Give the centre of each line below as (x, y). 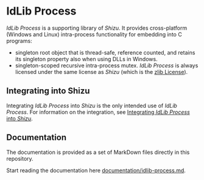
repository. (20, 158)
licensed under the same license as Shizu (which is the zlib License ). (101, 72)
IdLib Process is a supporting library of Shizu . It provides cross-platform (97, 28)
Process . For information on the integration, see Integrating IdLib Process (98, 112)
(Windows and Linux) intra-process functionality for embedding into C (94, 34)
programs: (19, 41)
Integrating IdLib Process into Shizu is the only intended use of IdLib (92, 105)
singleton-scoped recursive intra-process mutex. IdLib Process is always (107, 65)
